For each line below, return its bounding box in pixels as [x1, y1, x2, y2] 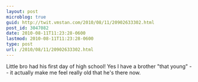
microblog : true [6, 14, 46, 20]
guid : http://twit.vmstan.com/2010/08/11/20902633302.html [6, 19, 155, 25]
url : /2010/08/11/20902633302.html [6, 47, 94, 53]
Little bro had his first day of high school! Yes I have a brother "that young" [6, 63, 188, 70]
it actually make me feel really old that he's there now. [9, 69, 141, 76]
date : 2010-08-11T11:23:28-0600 [6, 30, 86, 36]
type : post [6, 42, 33, 47]
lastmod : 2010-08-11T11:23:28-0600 [6, 36, 94, 42]
